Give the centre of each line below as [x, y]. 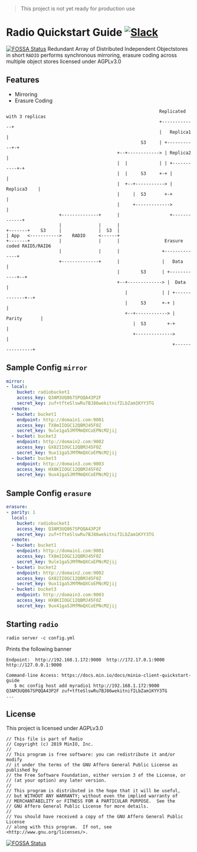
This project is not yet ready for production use [78, 9]
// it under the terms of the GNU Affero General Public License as [92, 765]
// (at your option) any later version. [57, 780]
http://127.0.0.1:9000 [34, 665]
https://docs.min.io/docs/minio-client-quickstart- [127, 675]
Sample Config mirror [47, 368]
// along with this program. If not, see [59, 827]
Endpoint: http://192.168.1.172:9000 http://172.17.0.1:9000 [86, 660]
